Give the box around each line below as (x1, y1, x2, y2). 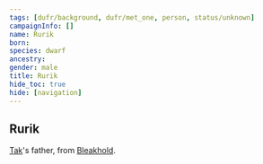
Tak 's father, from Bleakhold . (9, 145, 117, 156)
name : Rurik (9, 30, 54, 39)
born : (9, 38, 30, 47)
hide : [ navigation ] (9, 88, 83, 97)
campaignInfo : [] (9, 22, 75, 30)
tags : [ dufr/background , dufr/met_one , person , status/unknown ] (9, 13, 255, 22)
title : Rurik (9, 72, 58, 81)
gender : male (9, 64, 58, 73)
